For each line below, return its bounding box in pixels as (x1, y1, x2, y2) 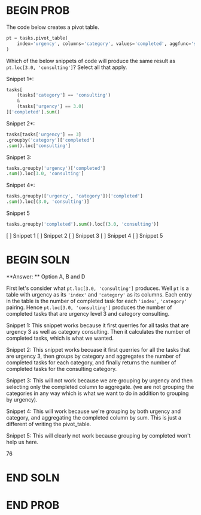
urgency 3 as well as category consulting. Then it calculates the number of (6, 328, 191, 335)
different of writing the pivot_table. (6, 420, 92, 427)
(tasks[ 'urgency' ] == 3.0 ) (17, 103, 84, 110)
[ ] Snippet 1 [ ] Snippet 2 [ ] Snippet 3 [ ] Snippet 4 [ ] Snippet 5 (6, 232, 163, 239)
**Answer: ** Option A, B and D (6, 273, 86, 280)
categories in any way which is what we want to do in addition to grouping (6, 390, 189, 397)
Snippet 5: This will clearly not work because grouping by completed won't (6, 432, 191, 439)
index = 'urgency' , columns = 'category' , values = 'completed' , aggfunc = (17, 40, 191, 47)
